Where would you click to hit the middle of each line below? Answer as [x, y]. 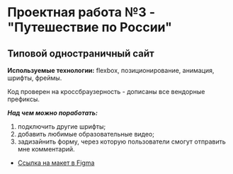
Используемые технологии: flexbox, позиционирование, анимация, [111, 70]
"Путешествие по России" [90, 27]
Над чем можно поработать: [52, 113]
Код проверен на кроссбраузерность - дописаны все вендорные [106, 92]
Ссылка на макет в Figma [56, 163]
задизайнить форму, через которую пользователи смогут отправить [122, 141]
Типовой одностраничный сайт [81, 53]
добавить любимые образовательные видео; [86, 134]
